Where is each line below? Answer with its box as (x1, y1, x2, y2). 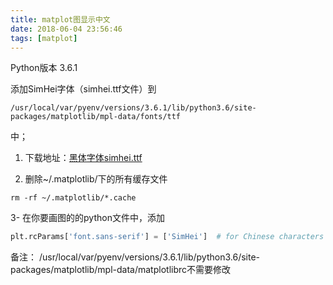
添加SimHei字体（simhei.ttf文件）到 (10, 83, 157, 95)
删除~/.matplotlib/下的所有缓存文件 (24, 173, 168, 185)
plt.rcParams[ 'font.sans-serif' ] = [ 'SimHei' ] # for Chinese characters (10, 232, 325, 242)
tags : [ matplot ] (10, 33, 78, 43)
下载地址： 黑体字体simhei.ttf (24, 152, 143, 164)
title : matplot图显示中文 (10, 14, 111, 25)
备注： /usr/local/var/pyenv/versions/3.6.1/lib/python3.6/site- (10, 251, 261, 263)
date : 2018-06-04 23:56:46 (10, 24, 123, 34)
